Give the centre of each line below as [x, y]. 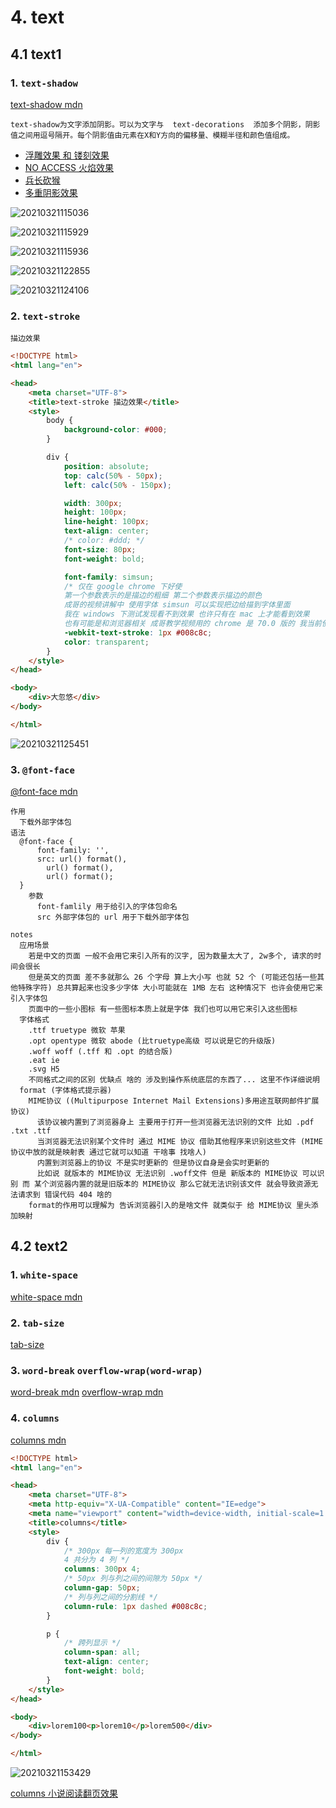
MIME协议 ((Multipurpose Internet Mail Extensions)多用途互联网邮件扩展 [174, 1101]
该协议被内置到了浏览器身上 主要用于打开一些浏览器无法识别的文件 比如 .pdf [175, 1122]
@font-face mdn [44, 792]
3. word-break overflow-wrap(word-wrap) [106, 1370]
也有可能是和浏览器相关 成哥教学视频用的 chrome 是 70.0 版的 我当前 [192, 624]
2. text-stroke [45, 316]
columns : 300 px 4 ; [102, 1569]
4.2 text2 [39, 1246]
